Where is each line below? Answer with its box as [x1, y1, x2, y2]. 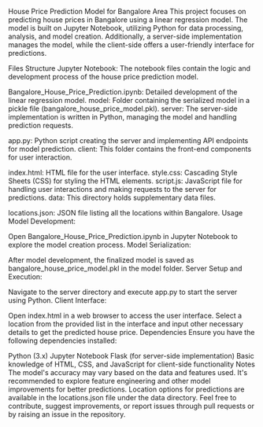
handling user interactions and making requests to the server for [8, 185, 217, 193]
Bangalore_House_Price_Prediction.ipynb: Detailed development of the [8, 87, 238, 97]
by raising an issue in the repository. [8, 410, 126, 419]
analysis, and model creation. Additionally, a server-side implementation [8, 31, 243, 41]
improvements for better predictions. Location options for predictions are [8, 385, 245, 394]
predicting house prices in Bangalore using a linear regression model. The [8, 15, 248, 24]
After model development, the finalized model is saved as [8, 256, 194, 264]
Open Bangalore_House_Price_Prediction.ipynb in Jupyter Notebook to [8, 232, 239, 241]
